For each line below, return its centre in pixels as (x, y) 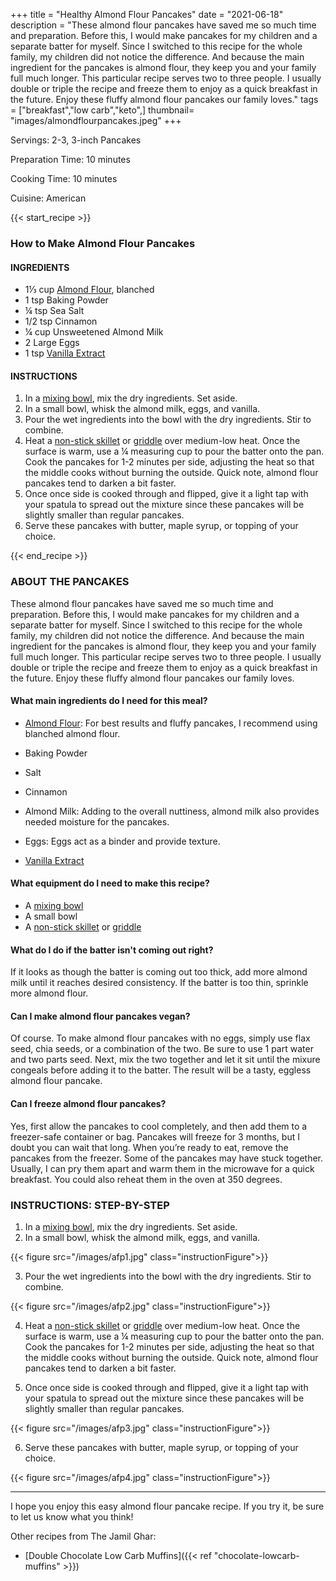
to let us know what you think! (72, 1516)
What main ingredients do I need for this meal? (109, 701)
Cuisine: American (48, 198)
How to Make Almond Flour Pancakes (103, 243)
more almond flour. (49, 993)
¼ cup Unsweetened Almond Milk (94, 332)
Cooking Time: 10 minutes (64, 178)
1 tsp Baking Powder (66, 300)
